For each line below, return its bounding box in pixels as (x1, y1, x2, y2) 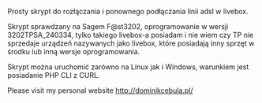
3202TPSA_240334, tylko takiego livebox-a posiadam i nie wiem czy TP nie (7, 31, 254, 39)
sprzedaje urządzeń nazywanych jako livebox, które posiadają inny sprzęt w (7, 39, 255, 48)
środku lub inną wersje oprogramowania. (7, 47, 140, 56)
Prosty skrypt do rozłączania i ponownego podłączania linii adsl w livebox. (7, 7, 249, 16)
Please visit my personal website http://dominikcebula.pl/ (7, 86, 194, 95)
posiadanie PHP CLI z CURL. (7, 71, 100, 79)
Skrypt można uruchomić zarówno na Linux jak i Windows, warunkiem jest (7, 62, 249, 72)
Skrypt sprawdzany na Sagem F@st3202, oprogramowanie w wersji (7, 22, 229, 31)
